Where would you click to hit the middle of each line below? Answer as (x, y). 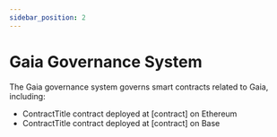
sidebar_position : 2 (48, 17)
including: (28, 96)
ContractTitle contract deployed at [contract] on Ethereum (130, 114)
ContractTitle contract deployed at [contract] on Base (121, 123)
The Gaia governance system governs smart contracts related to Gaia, (139, 87)
